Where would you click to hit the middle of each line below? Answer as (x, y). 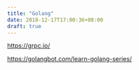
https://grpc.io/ (29, 46)
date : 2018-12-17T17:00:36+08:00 (55, 20)
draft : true (24, 26)
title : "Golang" (30, 13)
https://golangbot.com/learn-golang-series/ (70, 59)
